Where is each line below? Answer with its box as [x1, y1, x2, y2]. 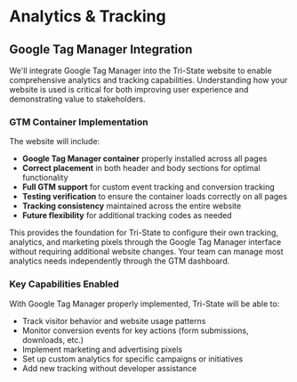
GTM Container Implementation [9, 116, 148, 128]
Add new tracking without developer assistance [21, 362, 197, 373]
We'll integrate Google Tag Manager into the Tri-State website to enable [9, 65, 273, 76]
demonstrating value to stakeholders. [9, 93, 146, 104]
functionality [21, 172, 68, 183]
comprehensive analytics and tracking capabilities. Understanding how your [9, 75, 288, 85]
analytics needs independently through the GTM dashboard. [9, 256, 230, 266]
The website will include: [9, 136, 100, 147]
